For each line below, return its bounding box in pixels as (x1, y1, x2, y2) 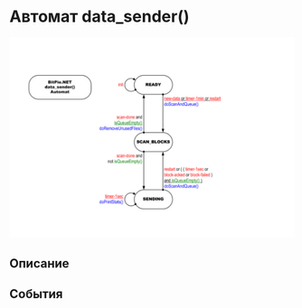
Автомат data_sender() (9, 6, 190, 27)
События (9, 286, 63, 302)
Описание (9, 256, 70, 271)
